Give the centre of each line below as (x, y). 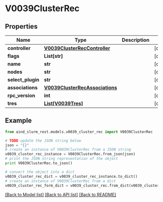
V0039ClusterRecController (77, 48)
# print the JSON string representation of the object (62, 159)
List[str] (53, 56)
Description (136, 40)
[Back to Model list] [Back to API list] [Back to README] (61, 195)
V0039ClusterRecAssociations (81, 88)
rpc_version (21, 95)
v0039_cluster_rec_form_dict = (37, 185)
